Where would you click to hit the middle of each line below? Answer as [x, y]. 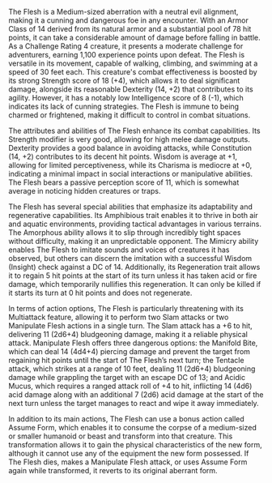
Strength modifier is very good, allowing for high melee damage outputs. [130, 139]
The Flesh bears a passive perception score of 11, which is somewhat [124, 182]
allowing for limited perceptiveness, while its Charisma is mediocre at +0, [130, 165]
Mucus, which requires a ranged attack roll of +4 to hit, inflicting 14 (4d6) [130, 386]
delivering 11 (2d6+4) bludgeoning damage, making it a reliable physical [128, 334]
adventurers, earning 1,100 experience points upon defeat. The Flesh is [127, 55]
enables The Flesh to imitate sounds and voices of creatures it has [119, 250]
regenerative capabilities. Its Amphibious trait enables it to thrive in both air [134, 215]
